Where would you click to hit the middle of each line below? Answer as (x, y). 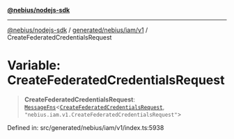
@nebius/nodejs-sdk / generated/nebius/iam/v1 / (78, 30)
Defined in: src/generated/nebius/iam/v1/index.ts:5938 (86, 127)
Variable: (34, 66)
